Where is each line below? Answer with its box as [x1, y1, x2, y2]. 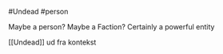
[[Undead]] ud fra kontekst [8, 37, 97, 47]
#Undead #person [8, 7, 69, 16]
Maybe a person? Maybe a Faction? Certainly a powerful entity [8, 22, 215, 31]
